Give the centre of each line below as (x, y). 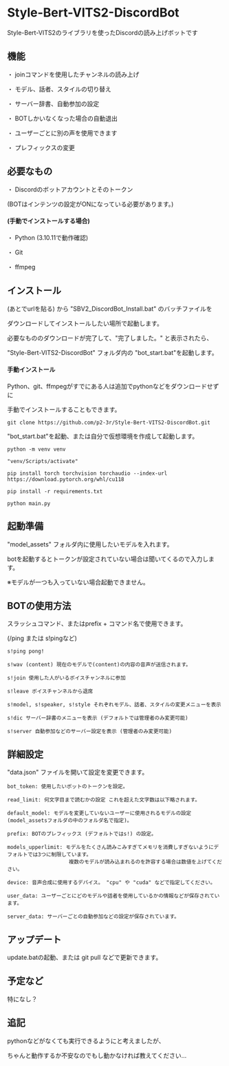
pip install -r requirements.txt (55, 491)
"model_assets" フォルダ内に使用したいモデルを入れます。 (90, 544)
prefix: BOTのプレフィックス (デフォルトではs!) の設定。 (82, 834)
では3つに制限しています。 (59, 855)
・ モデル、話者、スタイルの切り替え (59, 89)
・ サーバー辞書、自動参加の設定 (53, 103)
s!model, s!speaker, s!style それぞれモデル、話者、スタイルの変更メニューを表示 (114, 705)
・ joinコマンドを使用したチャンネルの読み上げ (73, 74)
